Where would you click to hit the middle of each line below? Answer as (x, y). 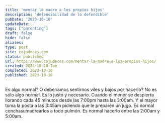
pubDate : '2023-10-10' (29, 19)
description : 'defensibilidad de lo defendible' (57, 15)
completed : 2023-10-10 (29, 71)
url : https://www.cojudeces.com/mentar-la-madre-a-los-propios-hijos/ (81, 61)
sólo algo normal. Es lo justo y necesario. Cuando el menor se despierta (80, 95)
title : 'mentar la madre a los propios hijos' (55, 10)
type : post (17, 47)
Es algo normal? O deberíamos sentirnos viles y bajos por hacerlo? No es (81, 89)
